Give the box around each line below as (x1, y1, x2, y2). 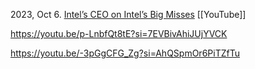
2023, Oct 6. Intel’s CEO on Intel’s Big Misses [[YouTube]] (10, 9, 247, 20)
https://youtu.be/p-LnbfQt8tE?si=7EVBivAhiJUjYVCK (10, 28, 228, 39)
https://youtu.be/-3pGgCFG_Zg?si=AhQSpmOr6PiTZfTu (10, 47, 240, 59)
